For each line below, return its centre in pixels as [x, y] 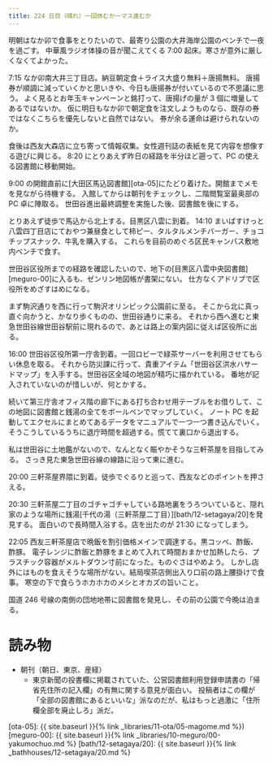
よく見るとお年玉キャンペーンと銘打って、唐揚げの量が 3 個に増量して [142, 97]
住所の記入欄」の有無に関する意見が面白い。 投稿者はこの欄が [151, 689]
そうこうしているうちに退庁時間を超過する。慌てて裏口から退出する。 [126, 432]
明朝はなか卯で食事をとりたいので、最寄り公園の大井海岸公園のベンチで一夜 [136, 40]
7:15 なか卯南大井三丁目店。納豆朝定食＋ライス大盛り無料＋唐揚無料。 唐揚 [134, 77]
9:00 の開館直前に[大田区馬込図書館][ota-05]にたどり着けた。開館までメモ [133, 183]
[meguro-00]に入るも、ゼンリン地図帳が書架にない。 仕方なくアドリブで [131, 279]
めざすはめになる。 [62, 288]
